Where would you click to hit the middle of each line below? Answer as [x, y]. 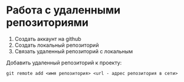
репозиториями [47, 23]
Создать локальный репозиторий [57, 45]
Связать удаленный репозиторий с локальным [74, 51]
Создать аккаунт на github [48, 39]
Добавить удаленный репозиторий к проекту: [64, 63]
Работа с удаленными [63, 10]
